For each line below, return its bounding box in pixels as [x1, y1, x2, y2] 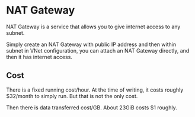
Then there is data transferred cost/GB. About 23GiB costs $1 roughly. [6, 104, 177, 111]
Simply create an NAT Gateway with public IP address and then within [6, 41, 177, 48]
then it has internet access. [6, 53, 73, 60]
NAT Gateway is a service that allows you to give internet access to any [6, 23, 181, 30]
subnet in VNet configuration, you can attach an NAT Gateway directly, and [6, 47, 190, 54]
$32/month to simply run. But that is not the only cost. [6, 92, 138, 99]
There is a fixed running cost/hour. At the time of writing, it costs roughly [6, 86, 184, 93]
